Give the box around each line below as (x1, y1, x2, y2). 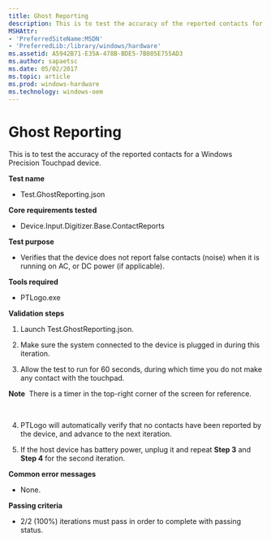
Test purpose (8, 237, 54, 247)
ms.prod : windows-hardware (8, 80, 100, 88)
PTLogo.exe (19, 293, 61, 303)
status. (19, 526, 43, 535)
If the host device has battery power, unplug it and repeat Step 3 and (19, 445, 252, 455)
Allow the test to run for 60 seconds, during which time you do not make (19, 364, 262, 374)
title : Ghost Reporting (8, 11, 89, 20)
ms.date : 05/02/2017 (8, 65, 79, 73)
